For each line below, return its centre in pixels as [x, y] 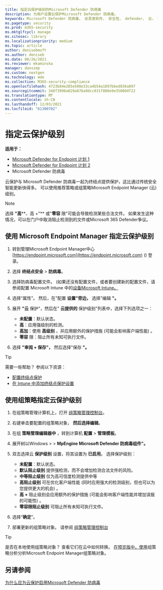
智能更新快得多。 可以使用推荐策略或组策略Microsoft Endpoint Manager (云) [81, 187]
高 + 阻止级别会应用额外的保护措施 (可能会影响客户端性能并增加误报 [87, 495]
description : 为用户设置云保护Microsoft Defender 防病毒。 [61, 14]
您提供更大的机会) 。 [40, 489]
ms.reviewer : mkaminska [29, 64]
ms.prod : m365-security [29, 28]
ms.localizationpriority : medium [39, 41]
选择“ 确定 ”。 [25, 517]
